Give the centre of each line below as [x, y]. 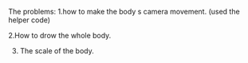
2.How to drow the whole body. [60, 35]
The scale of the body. [57, 51]
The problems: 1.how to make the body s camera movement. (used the [124, 12]
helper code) [29, 20]
